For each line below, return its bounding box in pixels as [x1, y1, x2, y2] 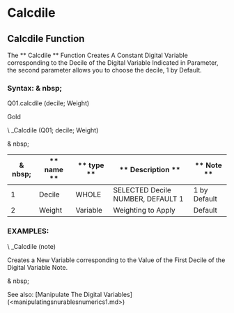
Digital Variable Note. [7, 263, 68, 271]
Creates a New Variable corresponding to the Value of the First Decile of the [7, 256, 226, 264]
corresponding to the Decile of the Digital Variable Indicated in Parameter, [7, 59, 219, 67]
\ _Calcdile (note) [7, 242, 56, 250]
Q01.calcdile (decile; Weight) [7, 99, 90, 107]
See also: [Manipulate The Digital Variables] [7, 290, 132, 298]
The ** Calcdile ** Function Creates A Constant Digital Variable [7, 51, 188, 59]
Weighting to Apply [113, 206, 175, 215]
